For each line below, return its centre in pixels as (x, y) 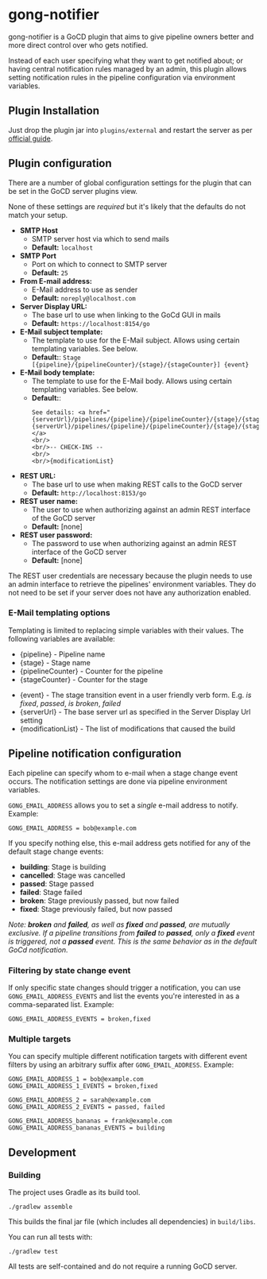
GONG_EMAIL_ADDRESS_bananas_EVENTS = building (87, 1128)
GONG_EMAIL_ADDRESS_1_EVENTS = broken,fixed (83, 1087)
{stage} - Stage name (55, 662)
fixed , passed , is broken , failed (70, 703)
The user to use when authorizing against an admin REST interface (141, 510)
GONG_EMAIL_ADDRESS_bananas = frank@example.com (90, 1121)
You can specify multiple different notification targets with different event (128, 1056)
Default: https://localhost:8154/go (91, 323)
